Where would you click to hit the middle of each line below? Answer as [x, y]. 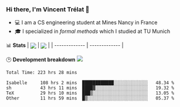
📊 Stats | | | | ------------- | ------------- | [65, 45]
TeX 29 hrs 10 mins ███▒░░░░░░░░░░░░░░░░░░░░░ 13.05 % [90, 93]
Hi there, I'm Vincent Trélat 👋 [48, 9]
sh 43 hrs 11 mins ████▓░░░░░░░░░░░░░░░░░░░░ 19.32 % [90, 88]
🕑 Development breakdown [41, 60]
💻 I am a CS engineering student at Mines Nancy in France [86, 22]
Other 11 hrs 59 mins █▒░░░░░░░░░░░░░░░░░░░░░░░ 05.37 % [90, 98]
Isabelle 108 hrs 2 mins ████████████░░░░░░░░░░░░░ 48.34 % [90, 83]
